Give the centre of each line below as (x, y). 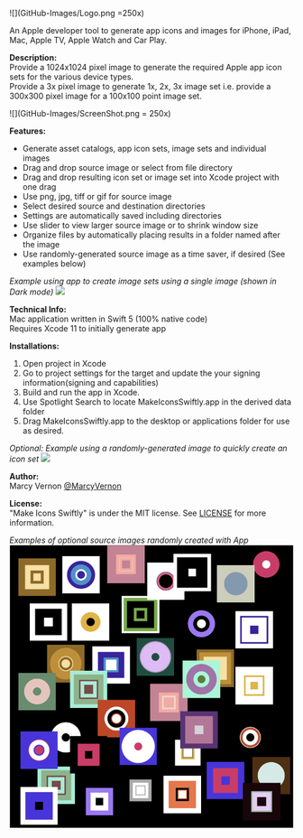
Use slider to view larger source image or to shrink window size (140, 225)
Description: (33, 57)
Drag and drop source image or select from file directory (127, 168)
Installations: (35, 346)
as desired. (43, 431)
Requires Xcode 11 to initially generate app (88, 328)
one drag (39, 187)
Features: (28, 131)
